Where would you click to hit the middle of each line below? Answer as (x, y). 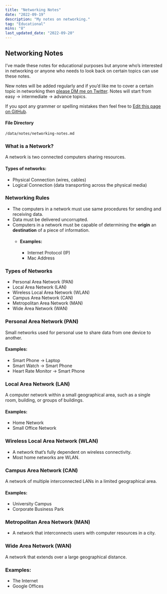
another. (14, 338)
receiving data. (28, 214)
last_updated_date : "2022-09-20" (40, 33)
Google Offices (28, 586)
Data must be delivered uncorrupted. (50, 219)
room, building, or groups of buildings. (44, 400)
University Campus (32, 504)
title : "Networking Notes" (33, 10)
